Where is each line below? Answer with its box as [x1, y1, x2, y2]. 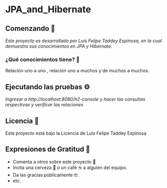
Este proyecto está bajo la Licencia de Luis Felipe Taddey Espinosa [5, 130, 147, 136]
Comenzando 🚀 [5, 24, 55, 33]
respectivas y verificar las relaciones [5, 102, 83, 108]
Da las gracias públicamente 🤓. [12, 172, 79, 178]
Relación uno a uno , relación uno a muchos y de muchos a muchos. [5, 68, 150, 74]
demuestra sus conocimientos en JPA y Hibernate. [5, 43, 113, 49]
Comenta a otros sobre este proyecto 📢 [12, 158, 96, 165]
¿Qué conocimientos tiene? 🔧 [5, 55, 80, 63]
